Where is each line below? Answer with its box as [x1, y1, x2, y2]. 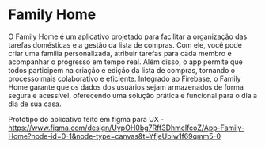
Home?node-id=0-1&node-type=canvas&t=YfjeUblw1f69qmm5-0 [8, 131, 221, 140]
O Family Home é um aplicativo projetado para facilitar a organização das [8, 32, 248, 41]
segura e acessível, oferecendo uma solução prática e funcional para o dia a [8, 90, 258, 100]
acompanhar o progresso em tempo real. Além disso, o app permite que [8, 57, 243, 67]
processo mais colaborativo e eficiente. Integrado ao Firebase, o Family [8, 74, 241, 83]
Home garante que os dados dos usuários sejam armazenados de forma [8, 82, 244, 92]
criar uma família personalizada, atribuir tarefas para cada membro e [8, 48, 232, 58]
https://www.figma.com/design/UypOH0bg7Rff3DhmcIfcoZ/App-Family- [8, 123, 245, 132]
